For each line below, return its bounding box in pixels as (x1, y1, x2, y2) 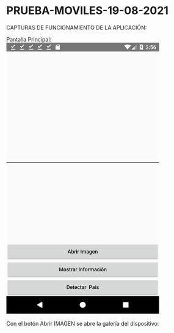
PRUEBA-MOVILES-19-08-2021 (6, 4, 169, 18)
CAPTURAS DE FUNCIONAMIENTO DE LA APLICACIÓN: (6, 24, 147, 31)
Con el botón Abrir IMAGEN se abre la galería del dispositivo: (6, 320, 159, 327)
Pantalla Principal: (6, 35, 52, 43)
